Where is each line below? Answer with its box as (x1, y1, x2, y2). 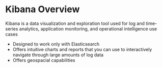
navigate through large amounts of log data (12, 52, 103, 58)
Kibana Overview (5, 4, 80, 15)
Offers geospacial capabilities (12, 57, 75, 63)
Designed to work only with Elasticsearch (12, 41, 100, 47)
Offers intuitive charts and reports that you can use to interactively (12, 46, 152, 52)
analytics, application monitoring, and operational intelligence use (19, 25, 157, 31)
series (5, 25, 18, 31)
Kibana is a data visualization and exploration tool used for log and (5, 20, 145, 26)
